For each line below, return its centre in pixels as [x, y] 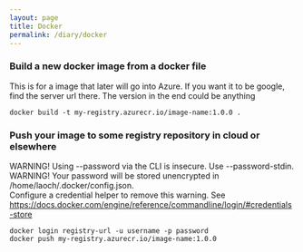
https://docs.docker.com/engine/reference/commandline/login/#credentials [151, 204]
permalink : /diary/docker [58, 34]
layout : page [34, 18]
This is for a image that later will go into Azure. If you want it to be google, [147, 86]
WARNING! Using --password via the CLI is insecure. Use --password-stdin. [152, 166]
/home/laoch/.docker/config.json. [72, 185]
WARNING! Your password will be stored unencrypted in [114, 175]
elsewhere [33, 146]
